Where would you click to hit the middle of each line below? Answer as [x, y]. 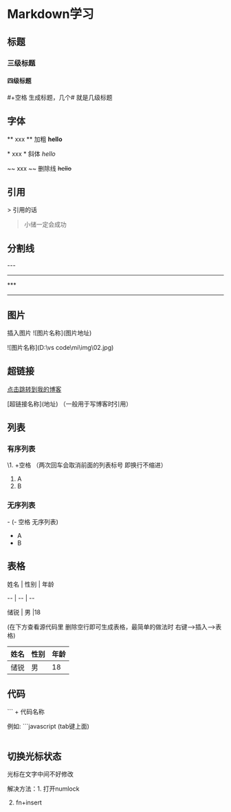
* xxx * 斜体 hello [32, 154]
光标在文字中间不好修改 [40, 774]
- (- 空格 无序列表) [33, 521]
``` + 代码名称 [26, 712]
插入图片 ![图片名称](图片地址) [49, 333]
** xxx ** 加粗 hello [35, 139]
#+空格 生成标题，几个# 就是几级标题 [60, 97]
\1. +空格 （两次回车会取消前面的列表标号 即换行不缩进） [87, 465]
